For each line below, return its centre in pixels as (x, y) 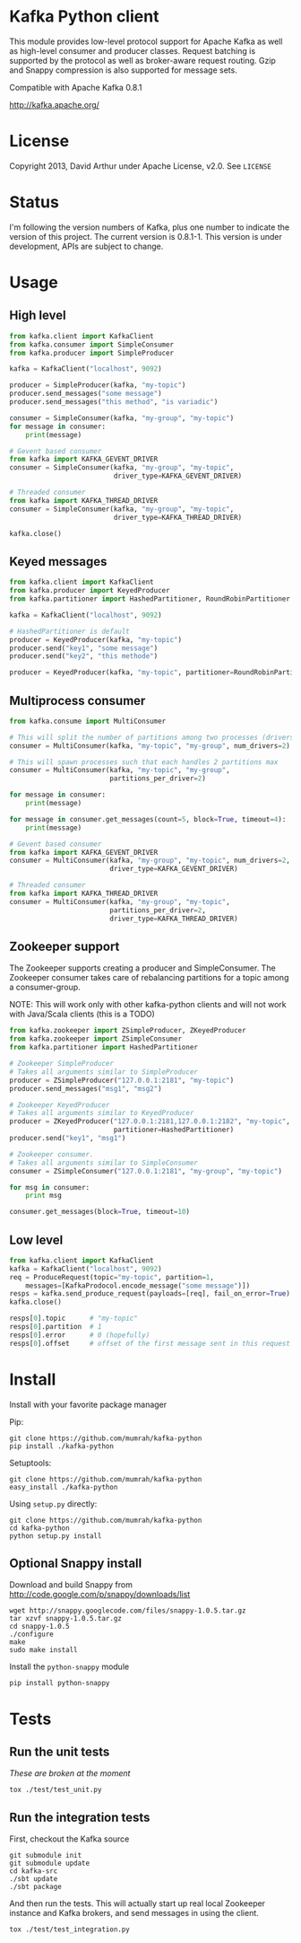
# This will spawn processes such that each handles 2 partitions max (144, 762)
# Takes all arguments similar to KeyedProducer (102, 1113)
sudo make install (43, 1650)
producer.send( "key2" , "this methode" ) (84, 656)
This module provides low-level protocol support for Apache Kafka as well (146, 41)
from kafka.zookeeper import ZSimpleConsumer (95, 1039)
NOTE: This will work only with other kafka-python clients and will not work (148, 1005)
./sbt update (34, 1879)
